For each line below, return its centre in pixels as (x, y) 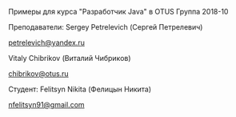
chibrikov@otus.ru (39, 74)
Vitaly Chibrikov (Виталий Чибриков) (70, 58)
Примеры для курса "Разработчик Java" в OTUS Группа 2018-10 (118, 12)
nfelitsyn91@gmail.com (47, 105)
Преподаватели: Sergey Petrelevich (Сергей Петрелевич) (106, 27)
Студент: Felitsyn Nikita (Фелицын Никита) (80, 89)
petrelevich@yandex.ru (47, 42)
